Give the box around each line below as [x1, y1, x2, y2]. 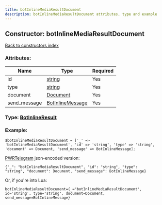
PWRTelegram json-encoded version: [5, 155, 80, 161]
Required [92, 67, 114, 74]
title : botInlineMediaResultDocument [5, 7, 81, 12]
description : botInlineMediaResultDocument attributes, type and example [5, 12, 158, 17]
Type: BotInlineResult [5, 114, 57, 121]
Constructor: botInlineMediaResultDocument [5, 30, 145, 38]
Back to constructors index [5, 42, 59, 49]
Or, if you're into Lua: [5, 177, 47, 183]
